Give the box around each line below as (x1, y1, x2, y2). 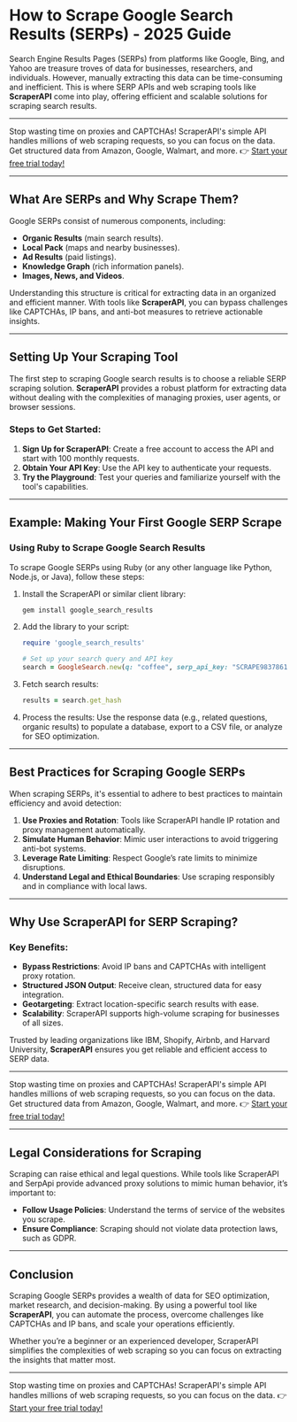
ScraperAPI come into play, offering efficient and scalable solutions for (9, 90, 268, 102)
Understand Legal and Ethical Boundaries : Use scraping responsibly (21, 871, 276, 882)
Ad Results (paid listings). (21, 251, 117, 262)
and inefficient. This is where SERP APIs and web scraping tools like (9, 81, 256, 92)
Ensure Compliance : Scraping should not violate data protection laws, (21, 1224, 278, 1234)
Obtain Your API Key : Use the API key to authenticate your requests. (21, 462, 272, 473)
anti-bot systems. (21, 843, 87, 854)
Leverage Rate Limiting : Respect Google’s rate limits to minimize (21, 852, 258, 863)
